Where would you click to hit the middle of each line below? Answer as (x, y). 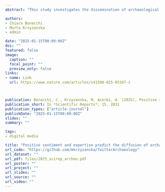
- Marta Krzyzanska (25, 28)
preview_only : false (30, 69)
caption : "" (22, 60)
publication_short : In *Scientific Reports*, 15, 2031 (62, 104)
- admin (13, 32)
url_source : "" (21, 177)
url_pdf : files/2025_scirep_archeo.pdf (46, 159)
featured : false (22, 50)
